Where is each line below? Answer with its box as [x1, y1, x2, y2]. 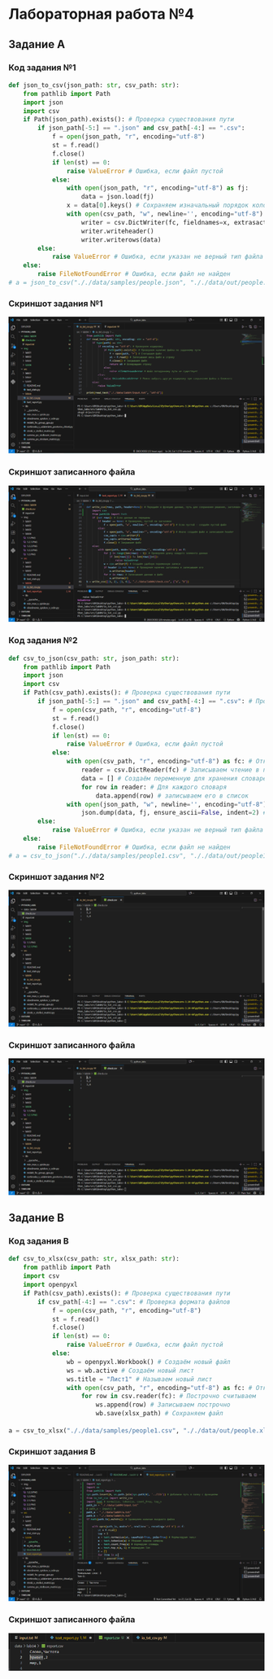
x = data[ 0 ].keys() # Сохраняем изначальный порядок [66, 201, 249, 210]
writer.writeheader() [80, 227, 154, 235]
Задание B [8, 1211, 65, 1225]
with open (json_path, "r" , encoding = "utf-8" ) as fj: [66, 184, 249, 192]
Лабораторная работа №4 [8, 5, 195, 24]
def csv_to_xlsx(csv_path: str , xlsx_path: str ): [8, 1255, 180, 1263]
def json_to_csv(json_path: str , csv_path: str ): [8, 81, 180, 90]
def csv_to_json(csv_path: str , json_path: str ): [8, 654, 180, 662]
